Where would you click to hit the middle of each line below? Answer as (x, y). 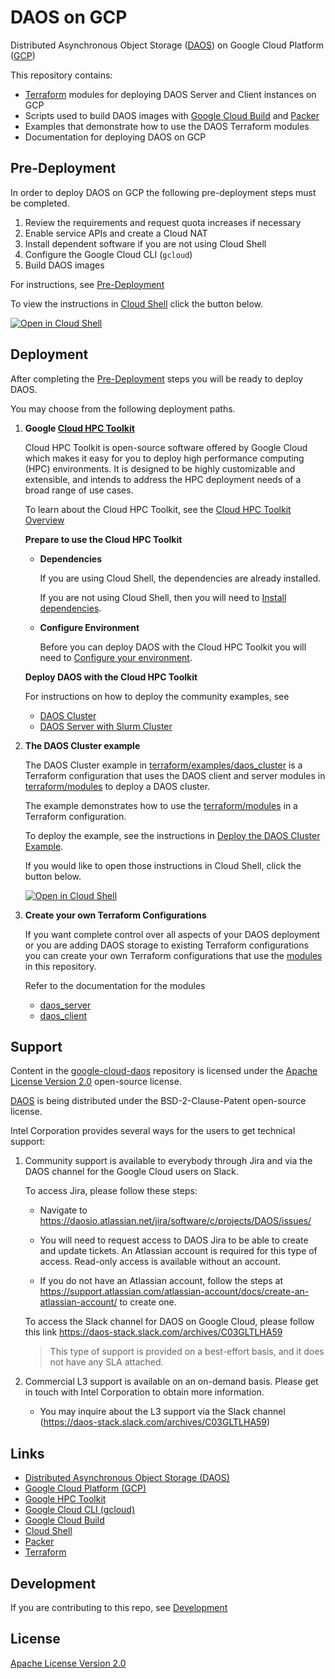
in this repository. (60, 966)
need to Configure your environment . (116, 657)
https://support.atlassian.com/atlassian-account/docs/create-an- (174, 1292)
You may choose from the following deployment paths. (123, 408)
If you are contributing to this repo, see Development (119, 1607)
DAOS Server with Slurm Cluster (106, 726)
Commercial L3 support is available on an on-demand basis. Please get (171, 1382)
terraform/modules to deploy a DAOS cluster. (117, 786)
